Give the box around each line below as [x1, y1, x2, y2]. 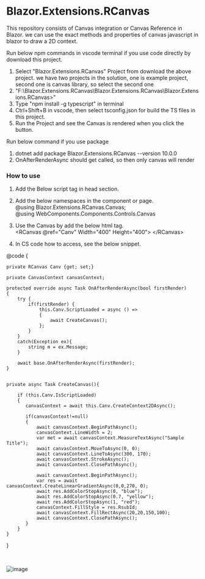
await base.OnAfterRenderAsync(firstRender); [17, 360, 135, 366]
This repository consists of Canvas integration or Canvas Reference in [6, 24, 182, 32]
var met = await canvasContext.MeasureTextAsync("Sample [36, 435, 184, 441]
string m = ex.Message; [28, 344, 88, 351]
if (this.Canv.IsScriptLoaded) [17, 392, 97, 398]
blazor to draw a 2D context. [6, 37, 78, 45]
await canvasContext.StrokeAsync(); [36, 456, 130, 462]
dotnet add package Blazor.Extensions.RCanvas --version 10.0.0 [15, 150, 178, 157]
